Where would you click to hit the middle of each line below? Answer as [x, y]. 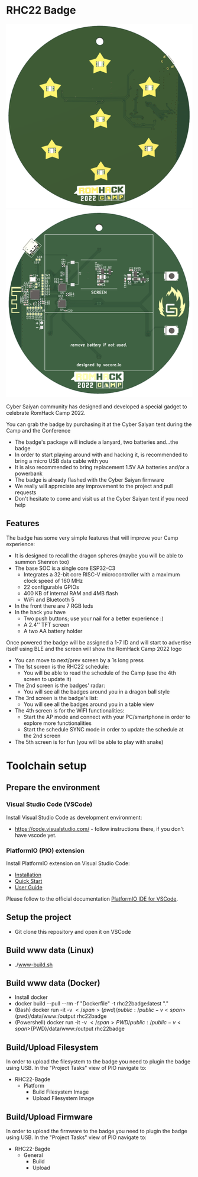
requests [25, 492]
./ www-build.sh [34, 965]
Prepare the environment [53, 788]
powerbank [28, 473]
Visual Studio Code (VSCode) [49, 804]
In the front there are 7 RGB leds [54, 606]
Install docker [31, 997]
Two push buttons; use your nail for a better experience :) [93, 618]
